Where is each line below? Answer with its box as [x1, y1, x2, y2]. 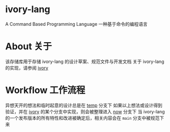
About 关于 [5, 41, 52, 52]
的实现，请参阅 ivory [5, 64, 48, 71]
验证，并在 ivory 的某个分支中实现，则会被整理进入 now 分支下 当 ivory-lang [5, 108, 165, 115]
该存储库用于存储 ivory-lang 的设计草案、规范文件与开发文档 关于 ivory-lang [5, 58, 164, 64]
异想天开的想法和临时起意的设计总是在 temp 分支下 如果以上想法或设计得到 [5, 102, 163, 108]
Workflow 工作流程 [5, 85, 86, 96]
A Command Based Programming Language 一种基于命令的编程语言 [5, 21, 148, 27]
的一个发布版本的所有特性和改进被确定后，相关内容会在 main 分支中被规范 [5, 115, 160, 121]
